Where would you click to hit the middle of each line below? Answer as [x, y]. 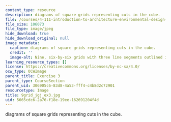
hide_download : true [27, 34]
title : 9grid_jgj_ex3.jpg [33, 95]
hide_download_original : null [37, 39]
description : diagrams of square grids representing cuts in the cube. [83, 15]
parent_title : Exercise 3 [33, 76]
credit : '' [21, 52]
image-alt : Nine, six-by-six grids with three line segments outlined [86, 57]
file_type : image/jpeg [29, 29]
